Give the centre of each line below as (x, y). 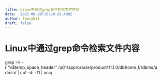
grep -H (13, 62)
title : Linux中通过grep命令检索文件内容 (42, 9)
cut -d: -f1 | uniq (36, 73)
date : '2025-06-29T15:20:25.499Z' (40, 14)
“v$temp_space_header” (32, 67)
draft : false (18, 23)
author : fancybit (22, 18)
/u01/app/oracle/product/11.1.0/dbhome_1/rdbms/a (108, 67)
